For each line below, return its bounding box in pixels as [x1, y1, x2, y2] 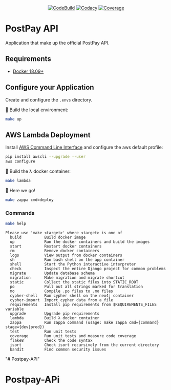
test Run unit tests [10, 329, 77, 334]
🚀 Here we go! [5, 187, 36, 193]
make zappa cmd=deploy [5, 197, 54, 202]
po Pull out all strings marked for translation [10, 284, 143, 289]
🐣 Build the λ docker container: [5, 168, 71, 174]
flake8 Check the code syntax [10, 338, 93, 343]
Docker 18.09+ [12, 68, 44, 74]
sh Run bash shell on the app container [10, 257, 125, 262]
